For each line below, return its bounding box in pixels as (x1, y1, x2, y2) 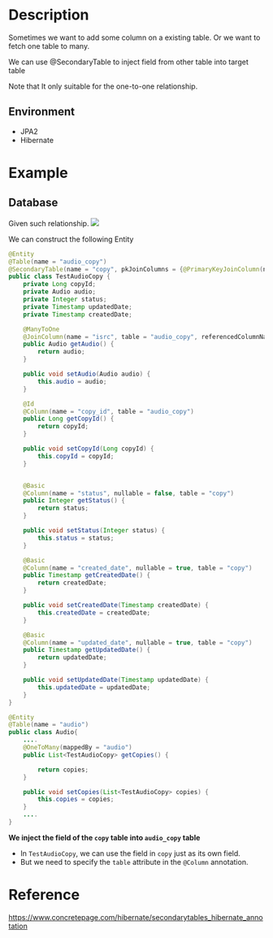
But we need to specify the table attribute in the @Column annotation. (19, 857, 249, 866)
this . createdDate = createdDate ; (37, 608, 151, 617)
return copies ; (37, 766, 89, 774)
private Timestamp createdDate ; (23, 310, 132, 319)
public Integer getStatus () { (23, 497, 126, 505)
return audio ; (37, 348, 85, 356)
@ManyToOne (23, 325, 60, 333)
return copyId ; (37, 423, 89, 431)
